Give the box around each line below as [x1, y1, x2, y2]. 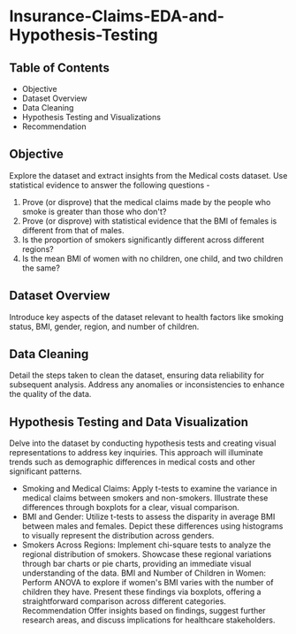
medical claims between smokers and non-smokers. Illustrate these [21, 493, 269, 503]
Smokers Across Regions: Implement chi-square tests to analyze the [21, 539, 271, 550]
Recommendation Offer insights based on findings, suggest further [21, 606, 267, 616]
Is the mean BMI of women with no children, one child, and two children [21, 253, 284, 264]
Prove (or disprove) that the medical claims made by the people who [21, 196, 271, 207]
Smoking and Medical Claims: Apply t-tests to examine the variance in [21, 484, 277, 494]
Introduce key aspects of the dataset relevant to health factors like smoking [9, 311, 285, 322]
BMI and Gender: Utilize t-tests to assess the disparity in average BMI [21, 511, 276, 523]
